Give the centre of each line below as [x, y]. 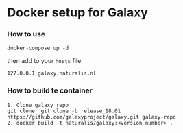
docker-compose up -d [38, 48]
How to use [26, 34]
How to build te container [50, 90]
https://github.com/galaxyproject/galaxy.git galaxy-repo [91, 117]
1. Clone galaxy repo [38, 105]
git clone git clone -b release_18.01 [64, 111]
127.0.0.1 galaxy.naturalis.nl [52, 73]
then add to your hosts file [44, 61]
